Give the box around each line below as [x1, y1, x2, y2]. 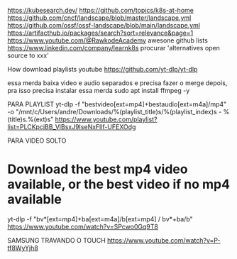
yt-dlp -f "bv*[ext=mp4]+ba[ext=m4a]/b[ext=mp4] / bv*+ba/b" [7, 214, 193, 223]
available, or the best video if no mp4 [7, 177, 231, 192]
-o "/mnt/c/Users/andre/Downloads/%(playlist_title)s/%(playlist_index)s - [7, 108, 222, 116]
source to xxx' [7, 51, 50, 60]
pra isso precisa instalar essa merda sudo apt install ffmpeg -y [7, 87, 190, 94]
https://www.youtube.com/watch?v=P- [106, 236, 221, 244]
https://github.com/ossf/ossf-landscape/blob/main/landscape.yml [7, 21, 201, 29]
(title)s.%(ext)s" [7, 115, 54, 123]
